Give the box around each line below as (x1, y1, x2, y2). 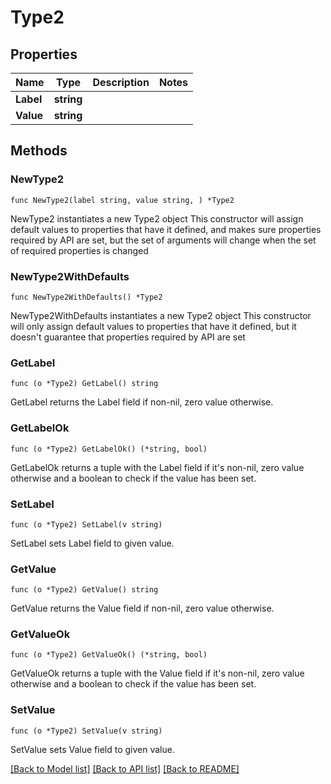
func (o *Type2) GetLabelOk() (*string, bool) (10, 444, 208, 454)
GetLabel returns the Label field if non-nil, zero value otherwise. (10, 396, 274, 408)
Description (92, 76, 150, 89)
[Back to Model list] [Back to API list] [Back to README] (10, 762, 240, 775)
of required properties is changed (10, 244, 149, 256)
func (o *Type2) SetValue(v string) (10, 726, 163, 736)
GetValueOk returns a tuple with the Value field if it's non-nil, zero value (10, 667, 305, 680)
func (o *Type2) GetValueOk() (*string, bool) (10, 650, 208, 660)
